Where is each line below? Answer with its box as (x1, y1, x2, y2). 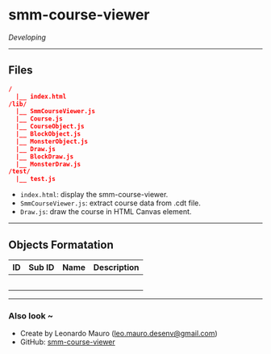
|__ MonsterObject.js (15, 137, 89, 145)
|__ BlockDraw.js (15, 152, 74, 161)
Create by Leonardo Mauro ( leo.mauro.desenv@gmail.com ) (19, 329, 218, 339)
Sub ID (28, 261, 55, 272)
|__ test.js (15, 175, 56, 183)
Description (93, 261, 140, 272)
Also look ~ (8, 310, 54, 321)
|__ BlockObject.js (15, 130, 81, 138)
